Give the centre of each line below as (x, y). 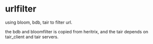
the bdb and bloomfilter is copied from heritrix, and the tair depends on (77, 31)
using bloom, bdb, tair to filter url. (39, 22)
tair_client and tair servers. (32, 37)
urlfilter (21, 9)
